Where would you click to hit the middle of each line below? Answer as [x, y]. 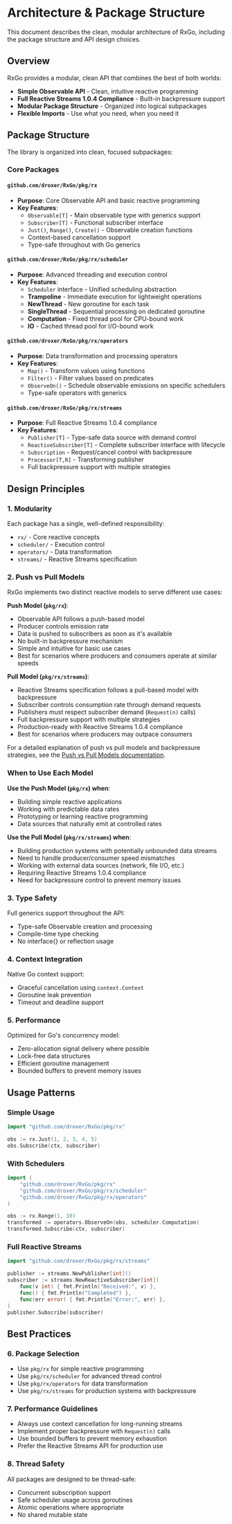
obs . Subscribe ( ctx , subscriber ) [54, 1146]
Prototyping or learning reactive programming [82, 816]
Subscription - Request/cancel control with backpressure [110, 453]
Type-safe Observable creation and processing [84, 926]
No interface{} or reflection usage [65, 941]
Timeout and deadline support [60, 1002]
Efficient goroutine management [63, 1063]
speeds [28, 663]
